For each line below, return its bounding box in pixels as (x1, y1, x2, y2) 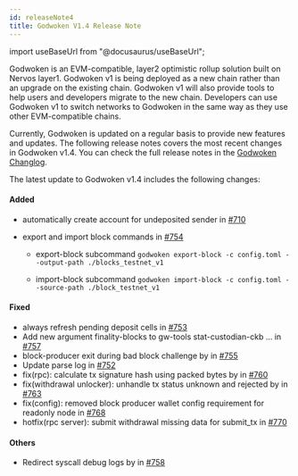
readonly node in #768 (21, 407, 106, 418)
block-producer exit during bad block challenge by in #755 (21, 350, 238, 361)
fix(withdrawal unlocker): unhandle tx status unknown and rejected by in (21, 379, 288, 389)
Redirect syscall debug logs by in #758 (21, 457, 165, 468)
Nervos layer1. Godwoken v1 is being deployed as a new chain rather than (9, 72, 280, 83)
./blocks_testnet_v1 (87, 258, 164, 267)
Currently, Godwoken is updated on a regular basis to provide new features (9, 128, 286, 138)
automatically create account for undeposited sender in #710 (21, 213, 246, 224)
